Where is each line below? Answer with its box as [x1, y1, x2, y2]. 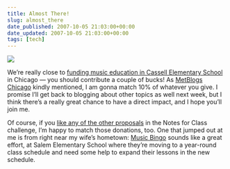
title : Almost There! [7, 10, 70, 17]
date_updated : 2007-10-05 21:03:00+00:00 [7, 29, 129, 37]
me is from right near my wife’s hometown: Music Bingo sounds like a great [7, 134, 222, 142]
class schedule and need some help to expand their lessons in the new [7, 148, 211, 156]
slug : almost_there [7, 17, 64, 24]
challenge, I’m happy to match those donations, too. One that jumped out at [7, 126, 223, 134]
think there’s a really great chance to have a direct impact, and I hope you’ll [7, 98, 222, 106]
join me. [7, 105, 30, 113]
